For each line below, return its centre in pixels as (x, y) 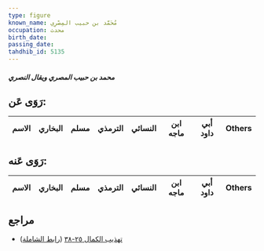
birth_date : (27, 37)
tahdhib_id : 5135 (37, 52)
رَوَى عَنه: (27, 160)
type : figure (29, 15)
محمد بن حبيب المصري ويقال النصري (62, 77)
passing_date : (31, 45)
